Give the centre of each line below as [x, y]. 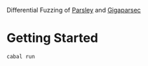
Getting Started [53, 38]
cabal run [21, 56]
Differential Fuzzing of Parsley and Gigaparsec [74, 10]
